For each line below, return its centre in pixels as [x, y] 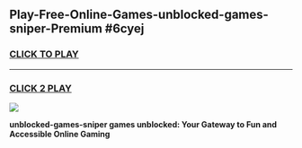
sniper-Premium [56, 29]
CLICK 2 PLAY [40, 88]
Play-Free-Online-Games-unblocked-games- [139, 15]
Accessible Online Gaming [60, 134]
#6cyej [124, 29]
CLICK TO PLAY [44, 55]
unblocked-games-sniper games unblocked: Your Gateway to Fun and [143, 124]
